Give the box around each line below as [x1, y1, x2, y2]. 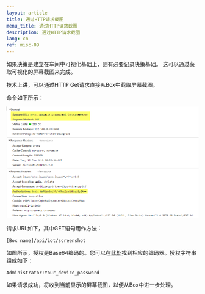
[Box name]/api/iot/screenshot [6, 237, 86, 244]
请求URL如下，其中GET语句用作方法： [6, 224, 103, 232]
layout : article [6, 10, 48, 16]
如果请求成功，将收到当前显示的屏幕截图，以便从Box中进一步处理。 [6, 281, 176, 288]
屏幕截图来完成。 [32, 68, 76, 75]
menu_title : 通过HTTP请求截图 [6, 23, 77, 29]
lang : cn [6, 35, 29, 42]
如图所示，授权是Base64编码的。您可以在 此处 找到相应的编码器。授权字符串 [6, 249, 197, 256]
